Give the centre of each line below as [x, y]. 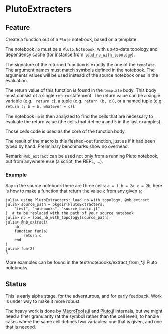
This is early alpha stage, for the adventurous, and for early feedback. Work [84, 296]
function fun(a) [31, 231]
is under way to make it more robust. [43, 301]
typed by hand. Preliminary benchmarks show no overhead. [67, 146]
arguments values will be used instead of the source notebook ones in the [82, 75]
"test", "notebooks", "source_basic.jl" [57, 209]
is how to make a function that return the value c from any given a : [74, 191]
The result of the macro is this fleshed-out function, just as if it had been [80, 141]
